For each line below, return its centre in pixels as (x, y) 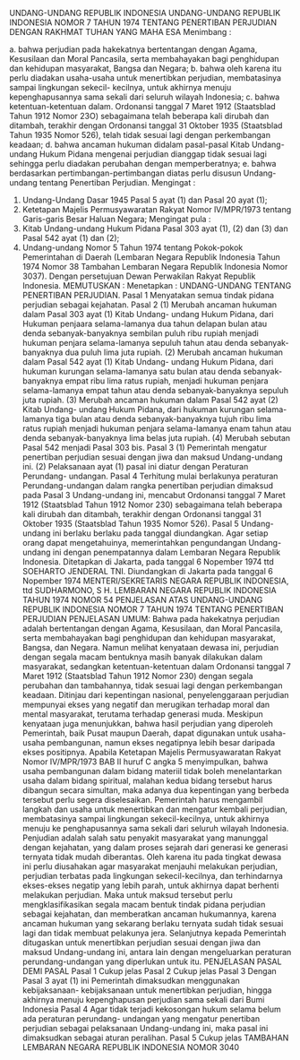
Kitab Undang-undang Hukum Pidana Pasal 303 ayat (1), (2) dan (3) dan (155, 228)
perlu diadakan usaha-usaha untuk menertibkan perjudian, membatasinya (146, 78)
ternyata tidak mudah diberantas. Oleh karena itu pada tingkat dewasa (152, 857)
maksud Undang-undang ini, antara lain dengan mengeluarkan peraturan (157, 952)
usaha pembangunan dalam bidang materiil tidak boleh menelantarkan (152, 771)
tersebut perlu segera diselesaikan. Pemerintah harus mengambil (142, 800)
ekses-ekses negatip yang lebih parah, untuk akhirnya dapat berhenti (150, 885)
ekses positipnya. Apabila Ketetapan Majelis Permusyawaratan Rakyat (151, 752)
